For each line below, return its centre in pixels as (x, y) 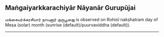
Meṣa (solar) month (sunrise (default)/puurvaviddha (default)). (68, 25)
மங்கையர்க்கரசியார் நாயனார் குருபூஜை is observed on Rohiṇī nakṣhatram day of (82, 19)
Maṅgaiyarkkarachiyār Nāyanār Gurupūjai (70, 8)
